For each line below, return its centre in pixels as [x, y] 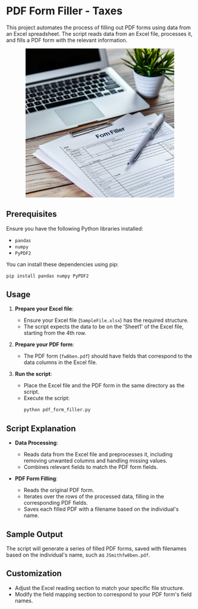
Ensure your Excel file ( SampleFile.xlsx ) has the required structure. [106, 321]
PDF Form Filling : [36, 479]
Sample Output [35, 534]
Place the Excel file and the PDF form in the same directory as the [104, 386]
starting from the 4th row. [55, 333]
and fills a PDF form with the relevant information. [67, 40]
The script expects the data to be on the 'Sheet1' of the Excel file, [104, 327]
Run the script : [33, 374]
